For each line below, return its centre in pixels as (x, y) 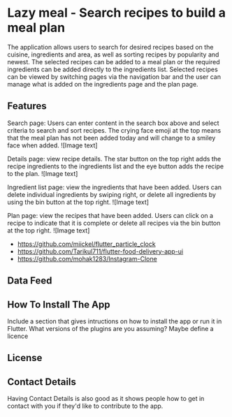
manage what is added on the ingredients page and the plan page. (103, 84)
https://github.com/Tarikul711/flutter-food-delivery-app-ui (100, 251)
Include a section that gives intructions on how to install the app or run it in (115, 321)
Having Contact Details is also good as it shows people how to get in (106, 399)
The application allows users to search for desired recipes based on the (110, 47)
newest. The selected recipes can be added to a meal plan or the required (114, 61)
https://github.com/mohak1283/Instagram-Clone (87, 258)
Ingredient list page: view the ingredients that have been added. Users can (115, 187)
